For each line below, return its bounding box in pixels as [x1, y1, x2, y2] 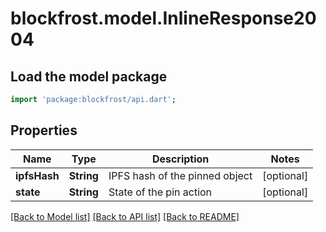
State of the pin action [108, 185, 213, 199]
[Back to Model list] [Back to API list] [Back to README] [10, 210, 240, 222]
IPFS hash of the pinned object [108, 168, 253, 182]
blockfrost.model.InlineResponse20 [10, 7, 317, 30]
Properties [10, 122, 78, 139]
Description [151, 152, 210, 166]
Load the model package [10, 68, 168, 85]
